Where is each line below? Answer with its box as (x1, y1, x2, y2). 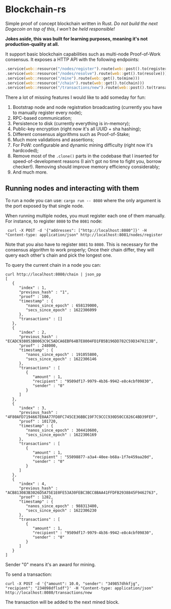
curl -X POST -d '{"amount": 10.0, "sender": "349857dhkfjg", (5, 582, 140, 587)
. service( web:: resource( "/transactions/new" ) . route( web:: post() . (5, 85, 147, 90)
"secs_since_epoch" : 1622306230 (25, 508, 97, 513)
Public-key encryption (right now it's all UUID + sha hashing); (12, 126, 141, 132)
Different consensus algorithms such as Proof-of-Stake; (12, 131, 130, 137)
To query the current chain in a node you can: (5, 262, 101, 268)
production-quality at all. (5, 41, 60, 47)
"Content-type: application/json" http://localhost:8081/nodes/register (5, 233, 163, 238)
